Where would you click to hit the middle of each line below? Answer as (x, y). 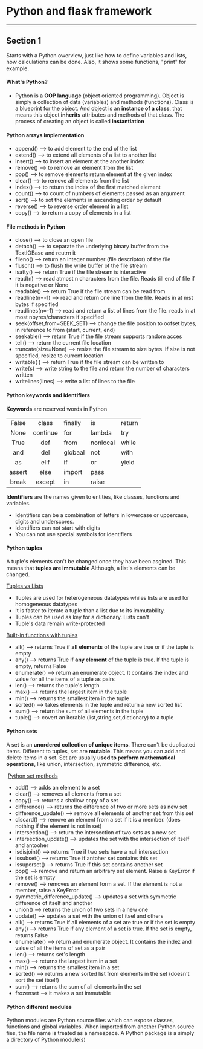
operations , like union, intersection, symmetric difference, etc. (84, 764)
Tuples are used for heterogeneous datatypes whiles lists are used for (102, 597)
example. (18, 68)
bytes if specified (37, 304)
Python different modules (39, 1007)
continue (46, 432)
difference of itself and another (53, 903)
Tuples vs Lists (25, 586)
